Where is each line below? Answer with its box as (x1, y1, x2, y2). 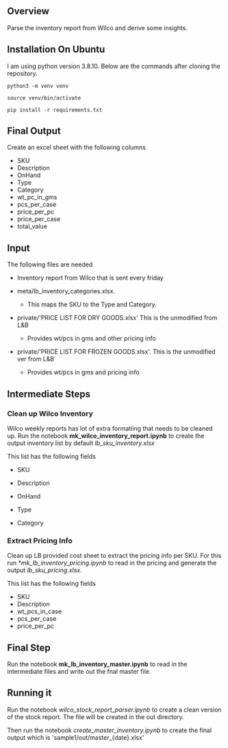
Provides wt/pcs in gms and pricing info (27, 368, 140, 376)
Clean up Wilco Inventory (7, 409, 94, 418)
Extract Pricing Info (7, 536, 73, 545)
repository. (7, 69, 38, 78)
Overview (7, 5, 50, 17)
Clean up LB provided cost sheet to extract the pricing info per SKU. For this (7, 552, 222, 560)
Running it (7, 687, 52, 699)
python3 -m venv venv (7, 82, 69, 89)
